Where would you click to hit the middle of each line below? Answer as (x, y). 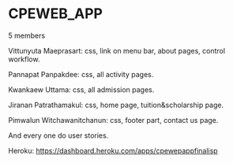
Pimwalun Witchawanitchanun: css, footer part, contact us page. (113, 120)
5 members (27, 35)
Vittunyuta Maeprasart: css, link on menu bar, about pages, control (117, 50)
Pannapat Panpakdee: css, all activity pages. (81, 74)
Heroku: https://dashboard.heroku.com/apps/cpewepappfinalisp (113, 150)
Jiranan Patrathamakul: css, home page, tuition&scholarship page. (116, 105)
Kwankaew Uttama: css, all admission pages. (81, 89)
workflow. (24, 59)
